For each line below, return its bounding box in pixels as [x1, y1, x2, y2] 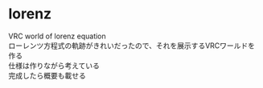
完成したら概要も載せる [8, 70, 86, 80]
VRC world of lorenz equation [8, 31, 106, 41]
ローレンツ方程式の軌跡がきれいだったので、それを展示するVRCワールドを [8, 41, 256, 50]
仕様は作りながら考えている [8, 61, 101, 70]
